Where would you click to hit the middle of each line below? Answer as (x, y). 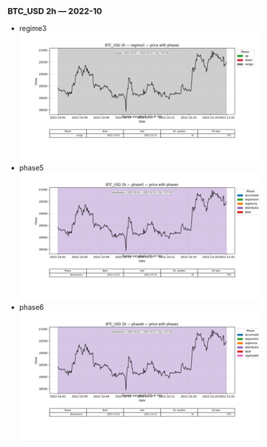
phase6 (31, 307)
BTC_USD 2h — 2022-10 (55, 11)
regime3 (33, 29)
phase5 (31, 168)
